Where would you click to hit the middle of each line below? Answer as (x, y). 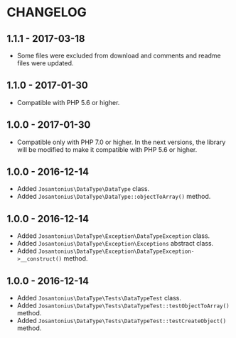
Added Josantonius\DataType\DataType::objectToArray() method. (114, 197)
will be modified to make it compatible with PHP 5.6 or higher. (107, 149)
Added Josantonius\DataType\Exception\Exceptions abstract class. (115, 244)
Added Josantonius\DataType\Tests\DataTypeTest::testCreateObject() (122, 321)
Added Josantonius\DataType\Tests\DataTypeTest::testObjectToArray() (123, 305)
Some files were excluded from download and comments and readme (119, 55)
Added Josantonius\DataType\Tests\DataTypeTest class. (99, 298)
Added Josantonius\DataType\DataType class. (83, 189)
